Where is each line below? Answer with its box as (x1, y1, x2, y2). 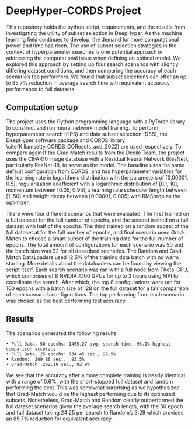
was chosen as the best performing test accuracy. (6, 297, 127, 304)
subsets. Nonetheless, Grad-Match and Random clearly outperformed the (6, 396, 184, 403)
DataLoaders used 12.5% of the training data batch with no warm (22, 253, 179, 261)
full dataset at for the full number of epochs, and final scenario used (6, 229, 170, 236)
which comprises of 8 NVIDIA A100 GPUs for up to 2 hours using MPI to (6, 272, 179, 279)
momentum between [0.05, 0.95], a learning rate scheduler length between (6, 186, 187, 194)
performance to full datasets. (6, 85, 76, 92)
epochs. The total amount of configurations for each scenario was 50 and (6, 241, 184, 248)
